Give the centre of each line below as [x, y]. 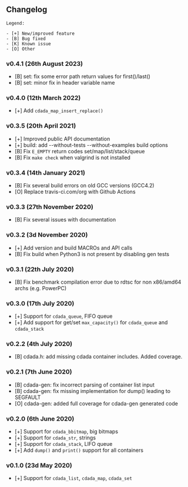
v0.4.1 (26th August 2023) [45, 63]
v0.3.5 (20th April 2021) [41, 126]
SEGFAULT [28, 397]
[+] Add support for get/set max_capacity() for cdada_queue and [91, 323]
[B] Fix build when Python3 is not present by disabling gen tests [92, 254]
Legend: [16, 23]
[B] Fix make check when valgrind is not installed [73, 157]
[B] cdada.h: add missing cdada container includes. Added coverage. [98, 357]
